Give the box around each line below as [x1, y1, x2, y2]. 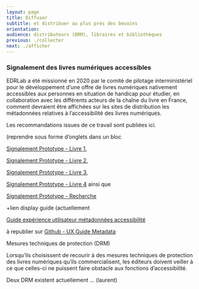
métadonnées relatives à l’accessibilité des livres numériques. [6, 109, 162, 117]
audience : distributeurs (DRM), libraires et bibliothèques [6, 32, 163, 38]
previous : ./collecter [6, 37, 64, 43]
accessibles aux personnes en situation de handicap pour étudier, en [6, 90, 180, 98]
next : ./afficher [6, 43, 51, 49]
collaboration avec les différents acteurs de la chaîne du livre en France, [6, 97, 188, 104]
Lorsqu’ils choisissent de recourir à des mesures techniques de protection [6, 252, 194, 259]
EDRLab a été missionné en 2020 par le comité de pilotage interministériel [6, 77, 193, 84]
